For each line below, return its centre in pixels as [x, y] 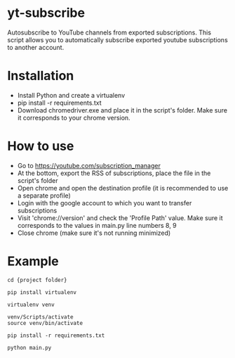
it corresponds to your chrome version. [74, 117]
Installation [41, 76]
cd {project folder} [38, 280]
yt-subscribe [46, 13]
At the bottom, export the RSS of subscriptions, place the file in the [114, 173]
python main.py [29, 347]
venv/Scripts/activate [40, 317]
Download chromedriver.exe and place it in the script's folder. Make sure [122, 110]
